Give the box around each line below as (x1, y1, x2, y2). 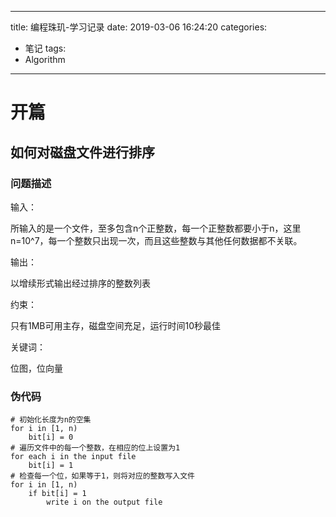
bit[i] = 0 (28, 432, 74, 443)
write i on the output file (46, 497, 163, 508)
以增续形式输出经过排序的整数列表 (10, 277, 151, 289)
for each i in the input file (10, 452, 137, 462)
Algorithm (24, 54, 66, 65)
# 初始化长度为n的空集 (10, 415, 92, 425)
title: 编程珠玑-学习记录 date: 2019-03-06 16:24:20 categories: (10, 21, 268, 33)
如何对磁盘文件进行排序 (10, 144, 155, 161)
